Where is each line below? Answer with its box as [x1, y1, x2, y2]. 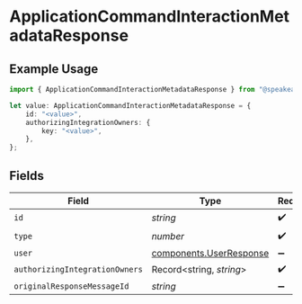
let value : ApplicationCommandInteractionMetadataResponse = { [9, 101, 252, 110]
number [151, 230, 185, 243]
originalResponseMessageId [13, 281, 129, 291]
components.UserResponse [151, 246, 270, 259]
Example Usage [9, 61, 99, 76]
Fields [9, 168, 45, 183]
